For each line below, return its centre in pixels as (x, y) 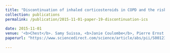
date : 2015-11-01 (24, 29)
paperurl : (16, 38)
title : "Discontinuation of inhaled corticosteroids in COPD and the (80, 10)
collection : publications (32, 15)
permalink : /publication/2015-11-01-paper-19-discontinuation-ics (77, 19)
